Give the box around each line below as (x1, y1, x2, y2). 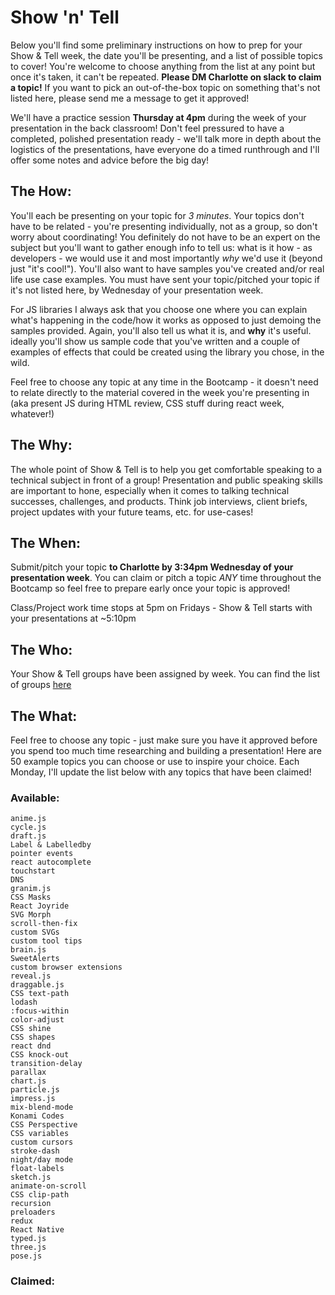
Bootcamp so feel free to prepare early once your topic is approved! (10, 582, 291, 595)
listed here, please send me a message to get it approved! (10, 92, 250, 104)
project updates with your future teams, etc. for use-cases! (10, 506, 254, 518)
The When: (10, 534, 82, 551)
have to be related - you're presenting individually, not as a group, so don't (10, 220, 318, 232)
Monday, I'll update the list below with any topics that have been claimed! (10, 766, 312, 778)
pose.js (10, 1251, 43, 1261)
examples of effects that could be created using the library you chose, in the (10, 346, 325, 358)
